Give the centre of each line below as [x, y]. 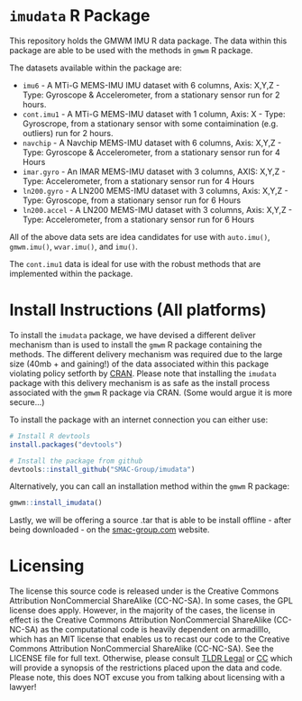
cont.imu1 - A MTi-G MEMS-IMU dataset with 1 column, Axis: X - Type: [154, 114]
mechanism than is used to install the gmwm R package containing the [136, 345]
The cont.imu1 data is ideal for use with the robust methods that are [135, 263]
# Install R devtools [50, 436]
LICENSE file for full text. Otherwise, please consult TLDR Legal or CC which [151, 659]
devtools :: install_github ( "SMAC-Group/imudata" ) [102, 469]
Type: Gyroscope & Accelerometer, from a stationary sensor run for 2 [151, 95]
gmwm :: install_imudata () [56, 503]
